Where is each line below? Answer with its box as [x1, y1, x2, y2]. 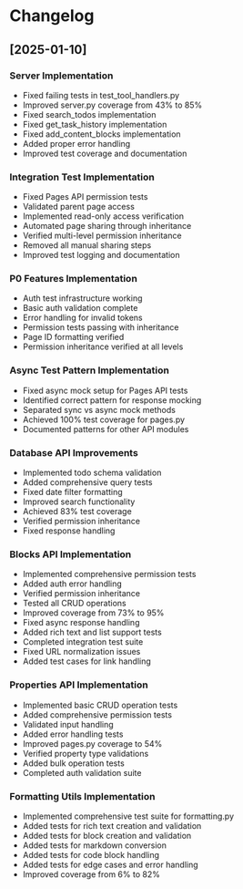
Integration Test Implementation [9, 171, 155, 183]
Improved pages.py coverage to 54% [22, 738, 163, 749]
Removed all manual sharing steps [22, 240, 152, 251]
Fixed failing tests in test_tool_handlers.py [22, 89, 180, 100]
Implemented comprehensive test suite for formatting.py [22, 811, 235, 822]
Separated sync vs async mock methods [22, 404, 176, 415]
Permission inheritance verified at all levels [22, 341, 184, 352]
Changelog [9, 5, 95, 26]
